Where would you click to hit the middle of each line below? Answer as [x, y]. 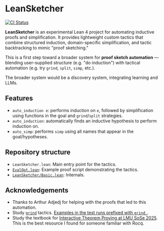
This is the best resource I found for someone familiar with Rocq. [78, 223]
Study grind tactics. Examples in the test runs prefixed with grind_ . [81, 213]
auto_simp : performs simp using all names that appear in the [73, 131]
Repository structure [38, 152]
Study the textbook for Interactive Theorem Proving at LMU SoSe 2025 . [85, 218]
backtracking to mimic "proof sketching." [47, 48]
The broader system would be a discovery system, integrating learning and [82, 77]
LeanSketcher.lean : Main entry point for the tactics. [64, 164]
